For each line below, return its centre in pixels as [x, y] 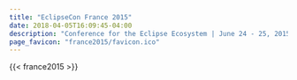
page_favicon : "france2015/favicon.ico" [85, 42]
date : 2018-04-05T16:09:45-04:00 [71, 25]
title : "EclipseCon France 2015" [71, 17]
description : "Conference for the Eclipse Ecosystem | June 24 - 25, [140, 33]
